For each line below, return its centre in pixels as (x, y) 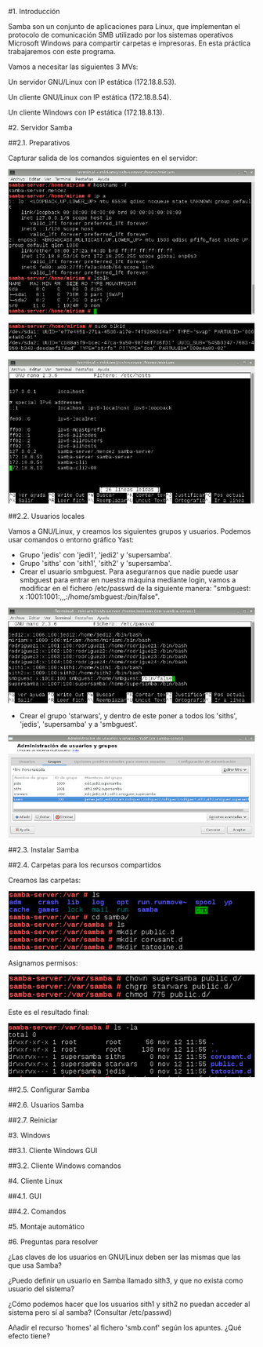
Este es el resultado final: (49, 1013)
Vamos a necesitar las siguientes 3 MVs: (73, 67)
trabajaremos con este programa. (62, 51)
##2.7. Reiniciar (33, 1120)
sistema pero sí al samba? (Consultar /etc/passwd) (90, 1312)
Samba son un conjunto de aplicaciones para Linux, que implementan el (124, 26)
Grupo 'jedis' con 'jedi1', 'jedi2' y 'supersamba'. (95, 555)
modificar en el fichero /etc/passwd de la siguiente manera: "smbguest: (135, 588)
